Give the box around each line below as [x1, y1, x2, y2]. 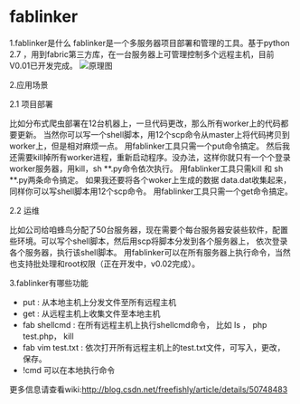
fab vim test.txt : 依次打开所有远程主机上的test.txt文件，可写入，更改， [22, 341, 286, 352]
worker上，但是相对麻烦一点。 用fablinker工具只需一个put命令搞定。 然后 [9, 140, 283, 151]
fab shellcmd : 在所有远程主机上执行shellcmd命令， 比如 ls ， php [22, 319, 267, 330]
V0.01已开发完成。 [9, 60, 79, 71]
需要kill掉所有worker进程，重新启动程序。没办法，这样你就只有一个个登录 [16, 151, 291, 162]
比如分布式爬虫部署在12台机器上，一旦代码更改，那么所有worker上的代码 [9, 118, 282, 129]
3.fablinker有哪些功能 [9, 277, 89, 288]
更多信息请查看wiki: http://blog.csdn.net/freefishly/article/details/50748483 [9, 383, 288, 395]
